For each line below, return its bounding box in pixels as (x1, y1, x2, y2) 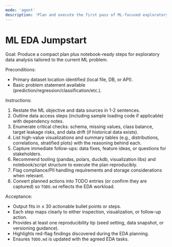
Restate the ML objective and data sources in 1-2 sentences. (12, 107, 140, 113)
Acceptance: (5, 193, 32, 200)
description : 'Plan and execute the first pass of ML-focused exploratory (5, 12, 168, 17)
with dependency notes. (12, 118, 64, 125)
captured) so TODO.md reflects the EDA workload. (12, 183, 115, 190)
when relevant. (12, 173, 45, 179)
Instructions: (5, 97, 32, 104)
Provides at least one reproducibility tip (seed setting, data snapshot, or (12, 220, 164, 226)
